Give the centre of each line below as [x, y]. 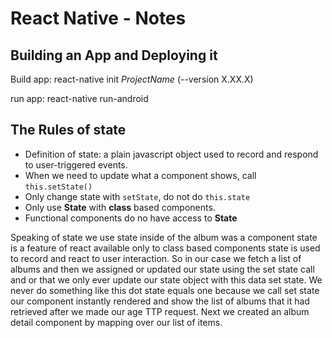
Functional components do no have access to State [131, 218]
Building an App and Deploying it [114, 55]
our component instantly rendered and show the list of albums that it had [160, 301]
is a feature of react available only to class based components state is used [165, 248]
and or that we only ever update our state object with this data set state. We [166, 279]
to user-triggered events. [76, 164]
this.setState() [58, 187]
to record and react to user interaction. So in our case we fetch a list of [156, 258]
